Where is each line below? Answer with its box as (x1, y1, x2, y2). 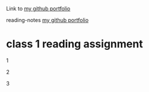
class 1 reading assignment (6, 37, 144, 51)
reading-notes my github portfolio (6, 17, 89, 23)
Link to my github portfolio (6, 5, 71, 12)
